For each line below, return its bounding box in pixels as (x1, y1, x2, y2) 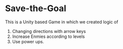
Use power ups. (12, 38, 44, 44)
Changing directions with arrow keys (12, 28, 86, 34)
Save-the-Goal (5, 3, 67, 14)
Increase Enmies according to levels (12, 33, 85, 39)
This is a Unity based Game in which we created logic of (5, 19, 119, 25)
